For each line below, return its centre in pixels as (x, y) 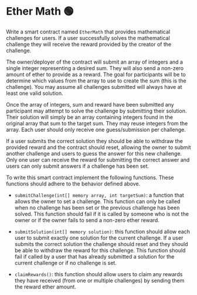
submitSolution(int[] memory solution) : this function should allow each (102, 231)
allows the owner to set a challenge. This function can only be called (97, 201)
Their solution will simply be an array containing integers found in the (89, 117)
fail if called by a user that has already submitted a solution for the (94, 256)
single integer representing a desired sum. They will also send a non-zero (95, 68)
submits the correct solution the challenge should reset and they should (101, 244)
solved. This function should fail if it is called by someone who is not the (102, 214)
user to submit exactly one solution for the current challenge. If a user (99, 238)
